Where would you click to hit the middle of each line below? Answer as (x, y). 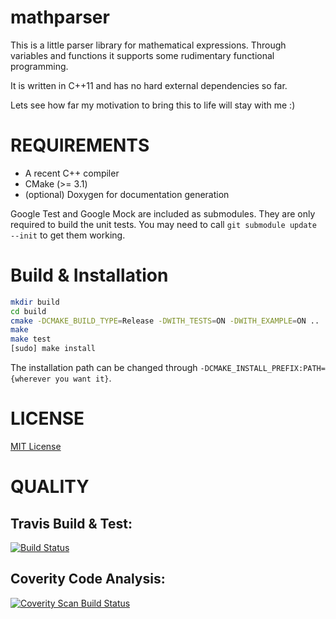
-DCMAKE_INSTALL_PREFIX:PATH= (262, 369)
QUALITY (50, 487)
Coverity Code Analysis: (88, 579)
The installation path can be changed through (104, 368)
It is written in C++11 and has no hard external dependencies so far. (149, 85)
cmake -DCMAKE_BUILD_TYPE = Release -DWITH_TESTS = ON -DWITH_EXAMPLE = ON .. (165, 321)
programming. (39, 66)
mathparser (60, 17)
